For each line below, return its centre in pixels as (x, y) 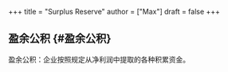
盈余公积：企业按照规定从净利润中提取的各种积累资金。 (99, 59)
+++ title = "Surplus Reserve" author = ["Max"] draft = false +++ (114, 12)
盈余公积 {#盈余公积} (60, 39)
